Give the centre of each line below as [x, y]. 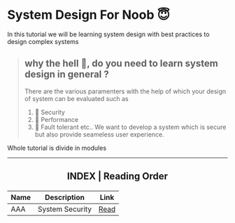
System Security [65, 209]
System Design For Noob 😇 [88, 15]
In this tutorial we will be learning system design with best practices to [108, 34]
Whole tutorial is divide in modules [57, 148]
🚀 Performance [57, 119]
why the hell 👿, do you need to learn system [121, 64]
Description [65, 197]
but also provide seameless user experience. [99, 134]
